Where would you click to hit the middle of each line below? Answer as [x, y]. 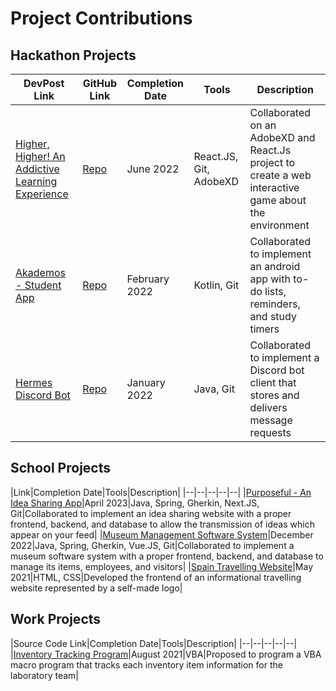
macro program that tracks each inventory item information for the [146, 664]
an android [275, 266]
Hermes [34, 382]
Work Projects [56, 619]
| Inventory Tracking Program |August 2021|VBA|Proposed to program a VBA [166, 654]
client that [273, 382]
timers [264, 329]
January [146, 382]
